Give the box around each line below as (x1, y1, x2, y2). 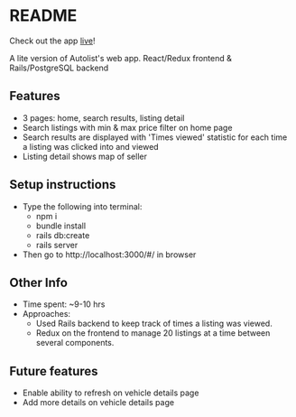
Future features (9, 363, 98, 379)
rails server (35, 239, 79, 250)
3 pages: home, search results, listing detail (22, 112, 185, 123)
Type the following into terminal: (22, 200, 143, 212)
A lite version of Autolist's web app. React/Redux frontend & (9, 52, 233, 63)
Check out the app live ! (9, 35, 96, 46)
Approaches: (22, 309, 70, 320)
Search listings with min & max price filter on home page (22, 122, 233, 133)
